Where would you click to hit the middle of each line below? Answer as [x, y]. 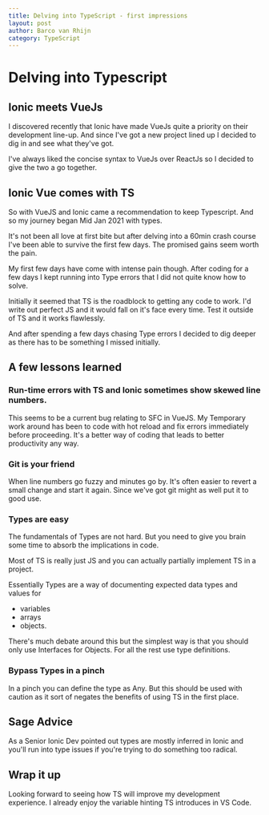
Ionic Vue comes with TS [71, 193]
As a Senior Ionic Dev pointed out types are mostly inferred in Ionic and [126, 741]
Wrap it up [35, 775]
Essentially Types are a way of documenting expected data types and [123, 585]
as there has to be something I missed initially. [84, 342]
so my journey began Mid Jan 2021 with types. [85, 220]
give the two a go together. [53, 167]
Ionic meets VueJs [56, 107]
